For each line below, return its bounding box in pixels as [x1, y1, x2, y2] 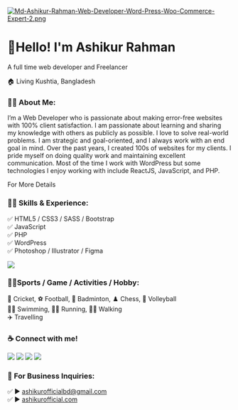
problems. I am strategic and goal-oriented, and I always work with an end [7, 136, 225, 145]
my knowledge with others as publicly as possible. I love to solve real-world [7, 129, 229, 137]
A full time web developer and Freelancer [7, 63, 128, 71]
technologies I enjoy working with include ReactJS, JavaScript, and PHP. [7, 167, 220, 175]
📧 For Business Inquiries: [7, 371, 95, 381]
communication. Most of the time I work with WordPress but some [7, 159, 201, 167]
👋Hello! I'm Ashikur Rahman [7, 39, 176, 56]
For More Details [7, 180, 56, 189]
